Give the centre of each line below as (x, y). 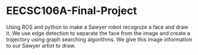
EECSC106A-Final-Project (72, 11)
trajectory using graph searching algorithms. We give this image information (99, 39)
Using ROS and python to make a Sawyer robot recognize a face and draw (97, 27)
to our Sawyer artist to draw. (41, 46)
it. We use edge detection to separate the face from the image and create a (98, 33)
